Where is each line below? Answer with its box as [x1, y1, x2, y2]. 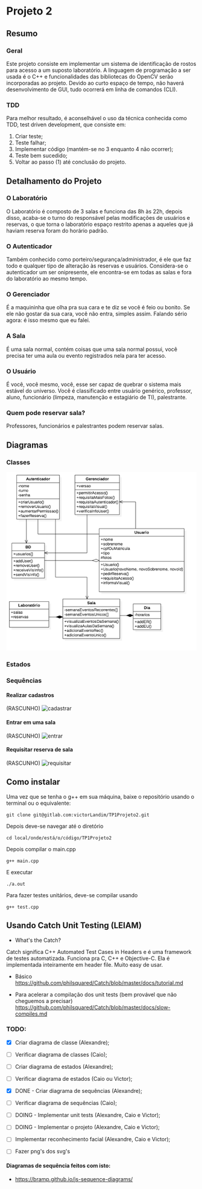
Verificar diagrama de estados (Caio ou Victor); [14, 1075, 133, 1082]
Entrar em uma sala [6, 719, 56, 726]
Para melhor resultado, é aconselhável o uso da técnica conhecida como [6, 115, 187, 122]
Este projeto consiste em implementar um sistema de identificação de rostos [6, 60, 197, 67]
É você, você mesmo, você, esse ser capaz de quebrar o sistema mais [6, 381, 181, 388]
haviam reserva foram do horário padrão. [6, 227, 109, 234]
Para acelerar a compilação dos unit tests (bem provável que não [14, 991, 177, 998]
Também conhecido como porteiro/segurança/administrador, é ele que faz [6, 256, 192, 263]
